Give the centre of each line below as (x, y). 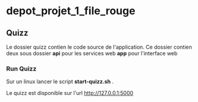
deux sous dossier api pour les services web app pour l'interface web (92, 53)
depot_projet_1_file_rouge (71, 11)
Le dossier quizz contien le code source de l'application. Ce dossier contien (99, 47)
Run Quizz (21, 68)
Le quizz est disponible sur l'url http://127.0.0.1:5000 (70, 93)
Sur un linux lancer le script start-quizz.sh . (60, 82)
